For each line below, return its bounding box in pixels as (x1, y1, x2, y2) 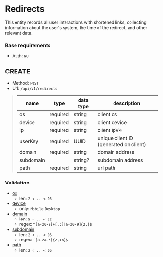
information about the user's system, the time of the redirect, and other (5, 24, 147, 30)
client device (98, 119, 127, 126)
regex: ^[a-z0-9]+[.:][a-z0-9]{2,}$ (19, 221, 92, 227)
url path (98, 165, 115, 171)
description (113, 100, 141, 107)
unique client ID (98, 135, 133, 142)
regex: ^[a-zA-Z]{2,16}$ (19, 237, 68, 243)
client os (98, 111, 117, 118)
